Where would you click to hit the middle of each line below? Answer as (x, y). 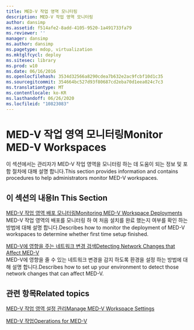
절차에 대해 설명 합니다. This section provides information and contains (95, 171)
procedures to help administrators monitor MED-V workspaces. (82, 178)
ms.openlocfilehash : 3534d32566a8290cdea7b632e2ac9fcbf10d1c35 (85, 77)
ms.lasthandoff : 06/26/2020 (40, 98)
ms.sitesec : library (31, 60)
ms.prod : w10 (22, 66)
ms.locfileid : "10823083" (37, 104)
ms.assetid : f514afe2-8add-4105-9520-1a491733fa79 (69, 28)
